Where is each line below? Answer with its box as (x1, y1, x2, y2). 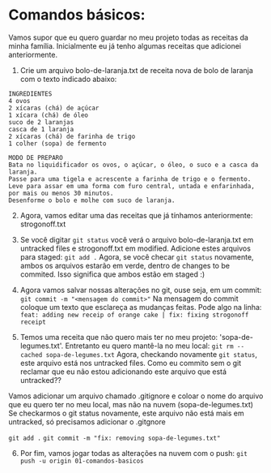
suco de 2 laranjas (8, 118, 74, 127)
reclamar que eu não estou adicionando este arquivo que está (19, 367, 227, 376)
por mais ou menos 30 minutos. (8, 189, 114, 197)
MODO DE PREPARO (8, 153, 63, 161)
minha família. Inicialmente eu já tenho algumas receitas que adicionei (8, 41, 241, 50)
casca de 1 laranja (8, 125, 74, 133)
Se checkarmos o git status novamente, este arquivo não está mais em (8, 408, 244, 418)
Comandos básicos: (8, 6, 146, 24)
